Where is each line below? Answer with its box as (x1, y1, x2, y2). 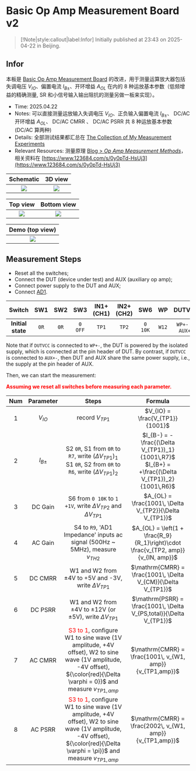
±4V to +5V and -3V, (64, 574, 123, 582)
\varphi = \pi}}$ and (66, 747, 120, 755)
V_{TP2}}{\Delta (136, 506, 180, 514)
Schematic (9, 175, 40, 183)
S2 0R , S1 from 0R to (66, 444, 121, 452)
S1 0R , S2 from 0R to (66, 460, 121, 468)
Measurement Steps (6, 254, 82, 264)
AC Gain (32, 538, 54, 547)
